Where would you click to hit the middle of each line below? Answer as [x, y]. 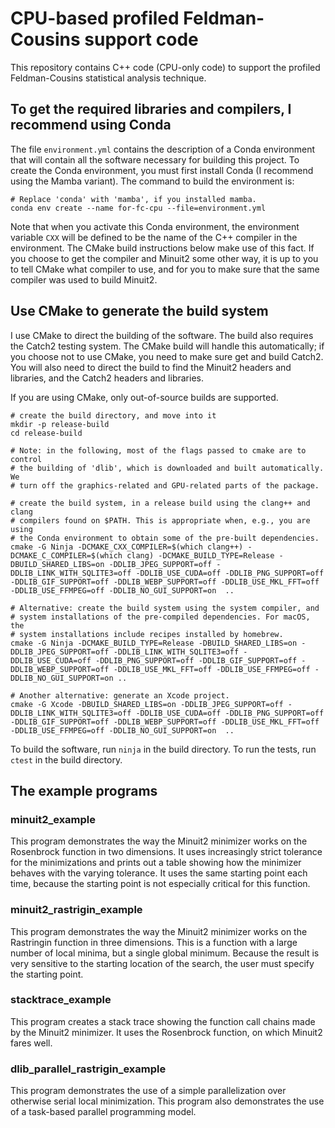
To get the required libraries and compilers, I [151, 109]
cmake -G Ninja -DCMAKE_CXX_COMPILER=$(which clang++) [127, 547]
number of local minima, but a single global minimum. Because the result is [165, 953]
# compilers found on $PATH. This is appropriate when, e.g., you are [160, 520]
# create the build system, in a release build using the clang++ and [160, 503]
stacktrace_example [61, 1000]
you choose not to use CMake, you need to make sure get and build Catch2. [167, 356]
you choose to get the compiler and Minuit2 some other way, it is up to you [164, 258]
